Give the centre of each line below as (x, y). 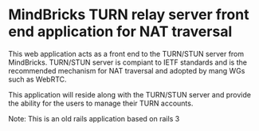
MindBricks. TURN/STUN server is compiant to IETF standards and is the (128, 62)
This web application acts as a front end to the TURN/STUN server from (126, 54)
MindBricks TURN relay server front (129, 15)
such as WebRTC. (37, 79)
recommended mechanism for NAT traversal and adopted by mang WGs (127, 70)
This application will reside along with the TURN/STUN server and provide (129, 94)
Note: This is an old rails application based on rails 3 (94, 118)
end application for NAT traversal (120, 32)
